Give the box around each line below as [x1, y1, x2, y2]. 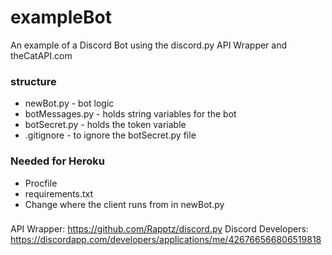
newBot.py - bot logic [24, 97, 115, 110]
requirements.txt [24, 187, 94, 200]
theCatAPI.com [10, 49, 73, 61]
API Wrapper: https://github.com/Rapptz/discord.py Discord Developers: [10, 223, 309, 235]
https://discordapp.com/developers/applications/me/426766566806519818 [10, 234, 322, 246]
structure [10, 74, 57, 88]
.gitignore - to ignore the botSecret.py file [24, 129, 197, 141]
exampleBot [10, 6, 112, 29]
